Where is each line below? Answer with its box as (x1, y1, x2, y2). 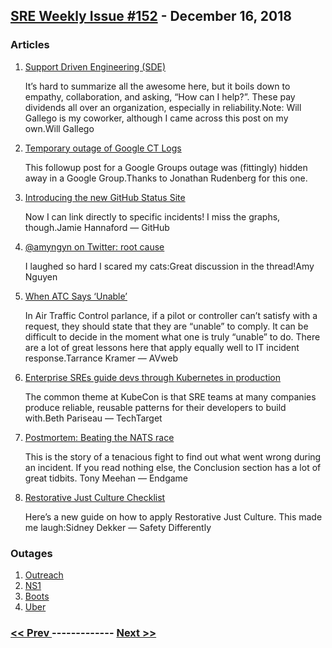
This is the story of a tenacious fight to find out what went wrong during (24, 450, 322, 463)
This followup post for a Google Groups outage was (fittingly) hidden (24, 161, 308, 173)
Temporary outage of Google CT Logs (24, 142, 182, 154)
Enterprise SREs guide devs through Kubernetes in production (24, 371, 282, 383)
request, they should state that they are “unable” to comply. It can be (24, 320, 309, 332)
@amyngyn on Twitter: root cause (24, 240, 165, 253)
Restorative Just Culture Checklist (24, 491, 166, 503)
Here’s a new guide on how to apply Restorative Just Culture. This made (24, 510, 323, 523)
